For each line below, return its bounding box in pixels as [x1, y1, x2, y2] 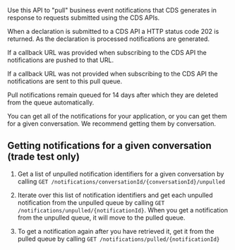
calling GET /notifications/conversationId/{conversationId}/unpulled [17, 177, 226, 186]
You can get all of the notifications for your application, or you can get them [7, 112, 227, 120]
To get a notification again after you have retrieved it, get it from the [17, 227, 215, 235]
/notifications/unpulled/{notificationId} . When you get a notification [17, 206, 228, 214]
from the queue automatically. [7, 98, 95, 107]
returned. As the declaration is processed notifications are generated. [7, 35, 210, 43]
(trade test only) [7, 151, 80, 163]
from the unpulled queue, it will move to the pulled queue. [17, 213, 186, 222]
